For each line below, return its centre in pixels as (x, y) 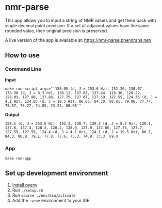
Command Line (23, 69)
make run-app (18, 158)
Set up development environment (57, 173)
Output (12, 114)
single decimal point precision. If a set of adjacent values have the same (77, 25)
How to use (22, 56)
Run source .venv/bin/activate (44, 195)
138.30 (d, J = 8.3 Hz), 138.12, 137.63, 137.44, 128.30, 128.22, (73, 93)
